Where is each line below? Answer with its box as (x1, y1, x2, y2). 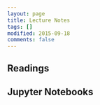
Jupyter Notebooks (7, 85, 94, 98)
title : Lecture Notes (7, 17, 71, 24)
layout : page (7, 10, 45, 17)
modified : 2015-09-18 (7, 29, 71, 37)
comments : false (7, 36, 55, 43)
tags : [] (7, 23, 33, 30)
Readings (7, 62, 50, 74)
